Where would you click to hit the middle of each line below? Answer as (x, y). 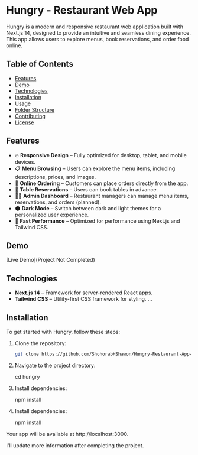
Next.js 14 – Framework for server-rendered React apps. (84, 292)
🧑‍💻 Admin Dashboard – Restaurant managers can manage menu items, (102, 196)
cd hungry (27, 376)
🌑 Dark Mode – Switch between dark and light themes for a (88, 208)
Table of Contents (40, 64)
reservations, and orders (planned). (58, 202)
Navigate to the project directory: (55, 365)
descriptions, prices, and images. (55, 177)
